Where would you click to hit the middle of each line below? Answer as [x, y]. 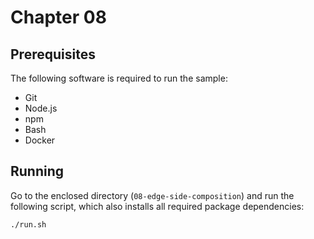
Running [37, 171]
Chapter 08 [58, 17]
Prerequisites [53, 54]
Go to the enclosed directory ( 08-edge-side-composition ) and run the [152, 195]
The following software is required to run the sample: [119, 78]
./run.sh [28, 224]
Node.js [41, 108]
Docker [40, 140]
